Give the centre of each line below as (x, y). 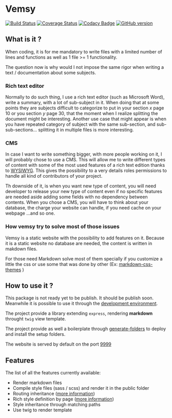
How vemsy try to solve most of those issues (62, 226)
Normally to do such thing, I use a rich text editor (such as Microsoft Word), (85, 97)
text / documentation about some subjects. (51, 72)
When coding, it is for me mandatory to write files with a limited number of (84, 51)
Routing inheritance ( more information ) (54, 394)
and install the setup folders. (35, 334)
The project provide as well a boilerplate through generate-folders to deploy (86, 329)
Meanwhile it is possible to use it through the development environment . (82, 303)
